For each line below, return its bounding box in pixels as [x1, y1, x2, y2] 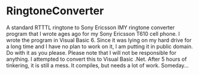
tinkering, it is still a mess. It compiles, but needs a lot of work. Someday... [6, 61, 189, 69]
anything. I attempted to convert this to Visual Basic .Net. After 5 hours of [6, 55, 187, 62]
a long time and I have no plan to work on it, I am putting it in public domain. [6, 43, 193, 50]
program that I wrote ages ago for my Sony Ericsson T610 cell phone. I [6, 30, 180, 37]
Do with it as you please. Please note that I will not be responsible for [6, 49, 177, 56]
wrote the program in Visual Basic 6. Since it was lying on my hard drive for [6, 36, 192, 43]
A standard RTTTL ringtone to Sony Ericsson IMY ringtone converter [6, 24, 175, 31]
